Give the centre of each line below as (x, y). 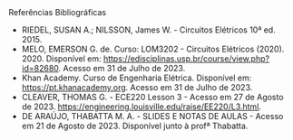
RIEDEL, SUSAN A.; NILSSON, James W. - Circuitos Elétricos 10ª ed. (148, 30)
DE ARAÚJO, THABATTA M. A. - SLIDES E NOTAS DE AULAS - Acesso (152, 116)
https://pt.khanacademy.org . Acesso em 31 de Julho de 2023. (137, 87)
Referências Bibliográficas (57, 12)
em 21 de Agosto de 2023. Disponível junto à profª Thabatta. (135, 126)
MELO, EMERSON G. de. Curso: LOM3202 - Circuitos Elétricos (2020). (153, 49)
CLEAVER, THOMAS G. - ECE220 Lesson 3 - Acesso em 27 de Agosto (152, 97)
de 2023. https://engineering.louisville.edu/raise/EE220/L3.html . (142, 107)
